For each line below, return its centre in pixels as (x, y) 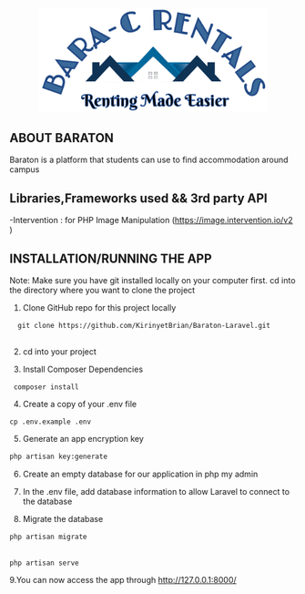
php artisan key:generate (58, 456)
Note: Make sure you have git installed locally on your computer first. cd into (152, 280)
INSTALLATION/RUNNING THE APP (111, 258)
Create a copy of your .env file (80, 404)
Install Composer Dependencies (83, 369)
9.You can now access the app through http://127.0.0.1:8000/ (123, 579)
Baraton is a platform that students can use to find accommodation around (149, 160)
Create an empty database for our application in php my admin (140, 474)
